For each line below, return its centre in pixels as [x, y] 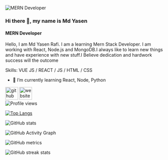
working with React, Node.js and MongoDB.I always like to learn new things [84, 50]
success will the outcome [32, 60]
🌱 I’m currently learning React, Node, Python [59, 80]
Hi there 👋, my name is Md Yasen [46, 21]
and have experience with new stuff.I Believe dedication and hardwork [79, 55]
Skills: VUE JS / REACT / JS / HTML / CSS [49, 70]
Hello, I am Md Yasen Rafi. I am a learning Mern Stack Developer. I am [78, 44]
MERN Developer [24, 33]
